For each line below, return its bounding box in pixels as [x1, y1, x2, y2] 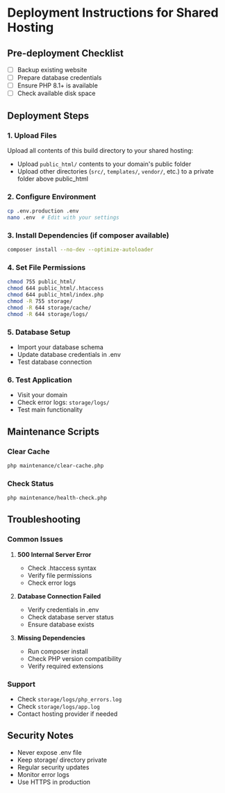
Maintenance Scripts [7, 426, 99, 437]
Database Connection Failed [17, 592, 101, 600]
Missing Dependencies [17, 633, 85, 642]
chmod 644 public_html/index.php [7, 292, 104, 299]
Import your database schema [17, 343, 104, 351]
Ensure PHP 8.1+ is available [17, 81, 99, 90]
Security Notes [7, 730, 74, 742]
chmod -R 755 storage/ [7, 298, 73, 305]
